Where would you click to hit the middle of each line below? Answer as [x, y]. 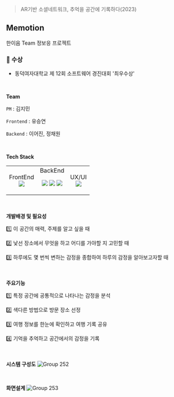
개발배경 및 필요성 [26, 216]
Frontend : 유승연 [26, 121]
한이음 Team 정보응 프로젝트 [39, 43]
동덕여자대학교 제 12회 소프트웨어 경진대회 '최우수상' [75, 73]
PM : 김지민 [18, 109]
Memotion [25, 28]
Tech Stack [20, 157]
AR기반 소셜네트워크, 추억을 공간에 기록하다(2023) [78, 9]
